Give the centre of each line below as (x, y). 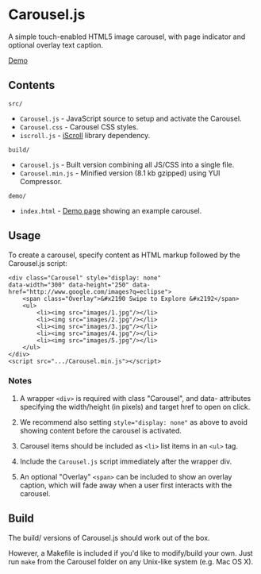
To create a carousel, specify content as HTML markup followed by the (124, 255)
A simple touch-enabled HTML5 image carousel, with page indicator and (127, 37)
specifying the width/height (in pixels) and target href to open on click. (135, 406)
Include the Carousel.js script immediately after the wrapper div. (126, 461)
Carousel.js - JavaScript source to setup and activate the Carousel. (130, 118)
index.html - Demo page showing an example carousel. (111, 210)
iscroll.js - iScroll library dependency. (85, 135)
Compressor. (41, 181)
